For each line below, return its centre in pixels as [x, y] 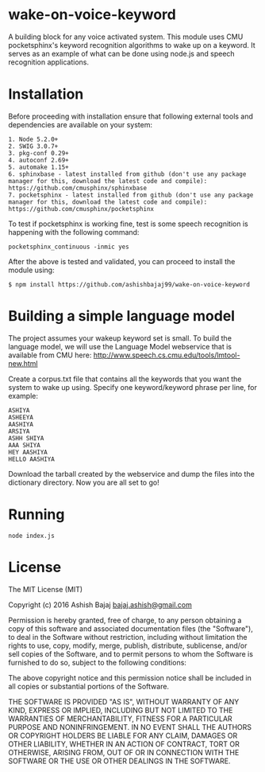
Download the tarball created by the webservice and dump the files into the [132, 474]
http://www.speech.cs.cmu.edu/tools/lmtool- [167, 355]
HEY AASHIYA [28, 452]
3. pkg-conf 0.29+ [38, 153]
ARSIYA [19, 431]
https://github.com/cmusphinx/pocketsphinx [81, 209]
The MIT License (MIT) [46, 589]
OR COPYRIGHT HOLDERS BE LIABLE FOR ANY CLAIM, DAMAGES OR [123, 735]
